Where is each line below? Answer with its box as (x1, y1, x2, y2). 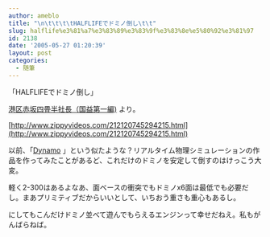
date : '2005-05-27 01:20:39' (8, 42, 106, 50)
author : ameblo (8, 11, 60, 20)
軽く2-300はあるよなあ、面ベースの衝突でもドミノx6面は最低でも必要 (8, 182, 242, 192)
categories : (8, 57, 48, 65)
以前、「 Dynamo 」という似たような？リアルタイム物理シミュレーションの (8, 145, 253, 155)
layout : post (8, 49, 52, 57)
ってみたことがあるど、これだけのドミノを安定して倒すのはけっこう (29, 155, 255, 165)
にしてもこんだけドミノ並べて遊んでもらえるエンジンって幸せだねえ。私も (8, 210, 254, 219)
